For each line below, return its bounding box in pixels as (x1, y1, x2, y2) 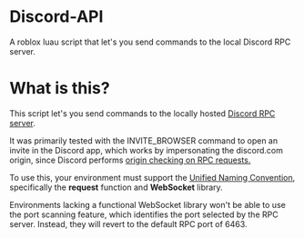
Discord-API (9, 6, 104, 27)
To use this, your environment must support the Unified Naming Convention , (9, 172, 296, 183)
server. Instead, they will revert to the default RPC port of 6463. (9, 218, 248, 229)
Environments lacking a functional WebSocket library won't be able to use (9, 199, 287, 210)
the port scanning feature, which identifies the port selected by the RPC (9, 209, 279, 220)
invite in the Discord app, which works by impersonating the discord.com (9, 144, 284, 155)
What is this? (9, 78, 111, 99)
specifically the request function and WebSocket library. (9, 182, 223, 193)
